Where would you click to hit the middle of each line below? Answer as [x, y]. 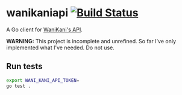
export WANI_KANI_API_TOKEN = [43, 80]
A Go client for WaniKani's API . [44, 29]
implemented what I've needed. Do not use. [60, 47]
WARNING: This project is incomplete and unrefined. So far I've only [91, 41]
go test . [19, 86]
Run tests [24, 66]
